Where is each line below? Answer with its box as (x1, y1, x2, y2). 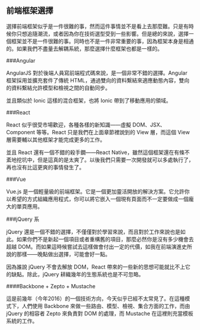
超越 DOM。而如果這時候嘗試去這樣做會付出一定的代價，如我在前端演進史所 (6, 243, 192, 250)
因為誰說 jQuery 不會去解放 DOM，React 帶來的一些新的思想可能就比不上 (6, 263, 186, 270)
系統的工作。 (6, 317, 37, 324)
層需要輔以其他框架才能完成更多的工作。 (6, 136, 105, 143)
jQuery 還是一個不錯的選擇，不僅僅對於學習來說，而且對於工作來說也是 (6, 228, 180, 235)
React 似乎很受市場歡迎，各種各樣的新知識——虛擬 (6, 121, 132, 128)
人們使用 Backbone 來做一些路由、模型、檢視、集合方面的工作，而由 (21, 302, 190, 309)
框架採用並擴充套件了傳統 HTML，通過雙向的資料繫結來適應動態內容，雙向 (6, 76, 189, 84)
